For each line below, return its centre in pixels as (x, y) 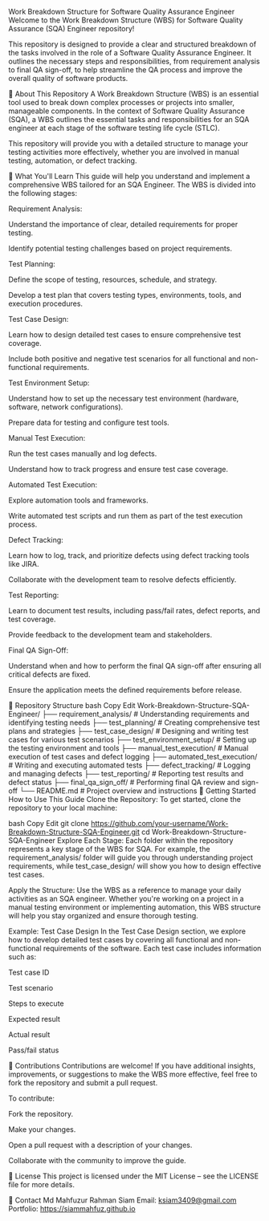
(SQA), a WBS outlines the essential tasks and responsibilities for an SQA (129, 119)
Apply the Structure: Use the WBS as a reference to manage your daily (125, 890)
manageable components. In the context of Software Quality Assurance (126, 111)
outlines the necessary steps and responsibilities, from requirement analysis (134, 61)
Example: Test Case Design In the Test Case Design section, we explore (127, 931)
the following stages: (43, 193)
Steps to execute (36, 1003)
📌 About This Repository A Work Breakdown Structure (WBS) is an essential (134, 94)
